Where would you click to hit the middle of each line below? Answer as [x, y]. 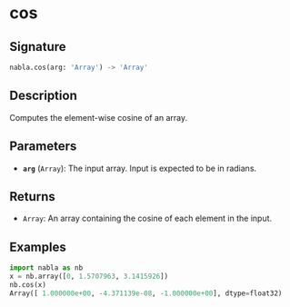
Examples [38, 247]
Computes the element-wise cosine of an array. [99, 117]
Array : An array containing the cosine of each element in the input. [147, 218]
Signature [38, 47]
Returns [33, 197]
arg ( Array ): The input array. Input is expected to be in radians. [140, 168]
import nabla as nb [46, 268]
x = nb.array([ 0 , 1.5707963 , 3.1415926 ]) [89, 276]
